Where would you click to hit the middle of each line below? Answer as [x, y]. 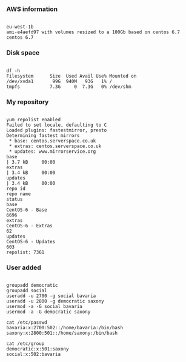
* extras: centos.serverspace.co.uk [55, 146]
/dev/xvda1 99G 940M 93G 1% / [59, 81]
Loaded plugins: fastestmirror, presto [57, 130]
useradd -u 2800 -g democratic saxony [55, 301]
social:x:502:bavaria [34, 354]
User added [24, 267]
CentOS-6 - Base [27, 210]
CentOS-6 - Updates [31, 241]
